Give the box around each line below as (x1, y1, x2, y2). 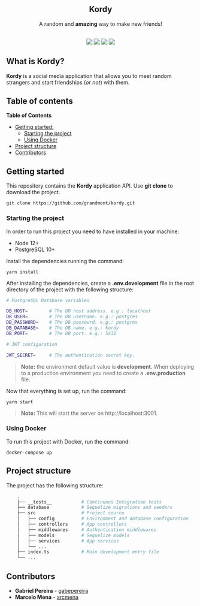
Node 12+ (14, 239, 39, 246)
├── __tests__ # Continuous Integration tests (17, 499, 162, 505)
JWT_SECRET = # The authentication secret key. (6, 352, 135, 358)
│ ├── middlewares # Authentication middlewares (17, 526, 157, 533)
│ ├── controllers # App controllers (17, 521, 128, 527)
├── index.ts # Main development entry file (17, 549, 160, 555)
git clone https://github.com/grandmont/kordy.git (6, 200, 135, 206)
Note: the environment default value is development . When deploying (20, 363, 195, 370)
